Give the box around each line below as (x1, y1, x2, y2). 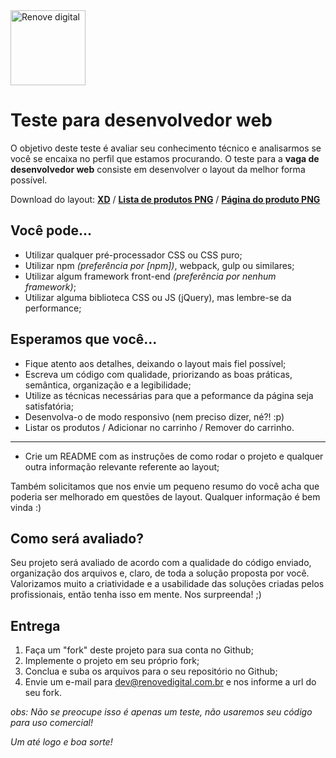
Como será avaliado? (10, 530, 144, 547)
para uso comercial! (10, 717, 93, 729)
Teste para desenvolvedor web (10, 109, 273, 132)
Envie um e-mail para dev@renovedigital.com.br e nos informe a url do (24, 676, 317, 688)
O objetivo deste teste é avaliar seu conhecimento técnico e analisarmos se (10, 142, 322, 154)
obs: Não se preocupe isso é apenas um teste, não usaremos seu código (10, 706, 313, 718)
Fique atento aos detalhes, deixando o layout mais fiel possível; (24, 357, 287, 369)
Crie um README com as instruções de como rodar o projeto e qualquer (24, 450, 324, 462)
